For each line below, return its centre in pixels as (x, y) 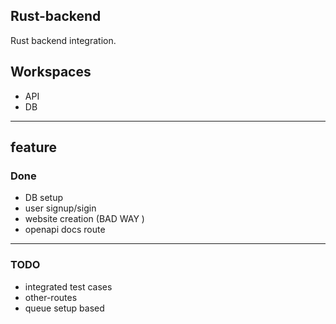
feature (34, 147)
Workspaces (51, 72)
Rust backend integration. (63, 40)
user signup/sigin (60, 208)
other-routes (51, 297)
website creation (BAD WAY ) (84, 219)
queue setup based (64, 308)
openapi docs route (65, 230)
